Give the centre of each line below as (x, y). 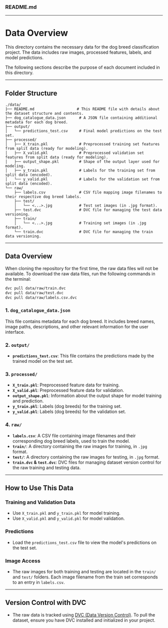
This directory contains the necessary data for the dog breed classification (82, 47)
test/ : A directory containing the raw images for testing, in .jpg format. (86, 457)
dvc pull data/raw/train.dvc (35, 288)
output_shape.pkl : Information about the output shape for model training (87, 396)
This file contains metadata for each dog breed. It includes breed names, (80, 321)
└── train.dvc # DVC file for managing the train (84, 232)
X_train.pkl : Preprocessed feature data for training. (66, 385)
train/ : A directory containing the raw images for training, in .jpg (80, 446)
